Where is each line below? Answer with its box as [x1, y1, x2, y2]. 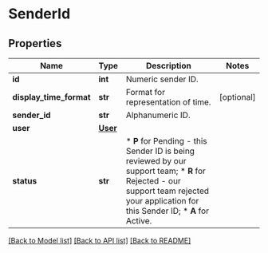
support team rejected [125, 185, 210, 196]
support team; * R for [125, 165, 206, 176]
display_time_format [12, 92, 91, 102]
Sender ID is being [125, 145, 195, 156]
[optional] [219, 92, 256, 102]
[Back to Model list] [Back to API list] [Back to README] [8, 236, 191, 245]
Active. [125, 215, 152, 226]
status [12, 176, 37, 186]
